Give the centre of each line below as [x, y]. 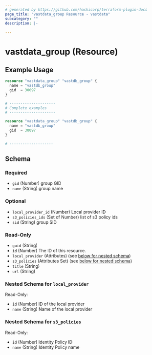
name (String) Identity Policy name [46, 347]
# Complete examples [26, 108]
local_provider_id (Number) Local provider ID [59, 212]
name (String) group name [38, 189]
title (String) [26, 266]
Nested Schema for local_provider [47, 284]
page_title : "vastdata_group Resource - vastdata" [58, 14]
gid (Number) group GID [37, 183]
